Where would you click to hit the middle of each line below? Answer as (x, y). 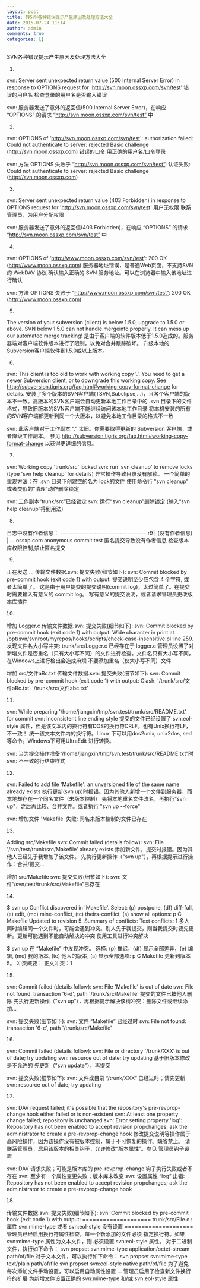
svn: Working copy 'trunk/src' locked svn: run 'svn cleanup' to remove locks (100, 467)
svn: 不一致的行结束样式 (36, 761)
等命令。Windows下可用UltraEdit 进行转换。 (61, 741)
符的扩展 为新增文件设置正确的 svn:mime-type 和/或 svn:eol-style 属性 (93, 1278)
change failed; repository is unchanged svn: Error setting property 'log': (95, 1120)
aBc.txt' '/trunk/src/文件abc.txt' (50, 688)
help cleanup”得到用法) (35, 509)
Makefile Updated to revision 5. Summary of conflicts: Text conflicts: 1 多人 (98, 921)
